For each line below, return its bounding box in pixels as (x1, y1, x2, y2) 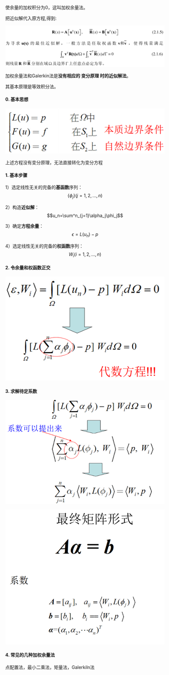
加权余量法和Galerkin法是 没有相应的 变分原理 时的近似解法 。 (5, 73, 132, 79)
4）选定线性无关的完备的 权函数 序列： (5, 243, 84, 249)
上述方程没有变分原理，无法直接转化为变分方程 (5, 159, 103, 165)
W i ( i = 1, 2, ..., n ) (68, 251, 102, 258)
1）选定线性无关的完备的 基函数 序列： (5, 185, 82, 191)
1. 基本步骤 (5, 172, 28, 178)
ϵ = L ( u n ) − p (71, 231, 99, 238)
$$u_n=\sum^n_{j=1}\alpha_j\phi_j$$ (47, 212, 123, 219)
